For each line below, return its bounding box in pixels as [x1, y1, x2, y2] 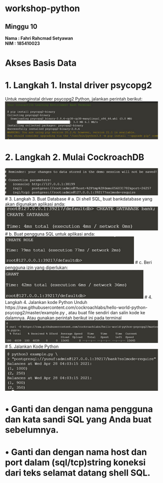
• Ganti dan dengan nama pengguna [5, 403, 153, 415]
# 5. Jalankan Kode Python [5, 343, 59, 349]
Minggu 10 [5, 22, 38, 31]
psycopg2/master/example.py [5, 310, 65, 316]
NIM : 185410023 [5, 40, 40, 46]
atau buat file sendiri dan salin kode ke [68, 310, 146, 316]
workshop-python [5, 3, 80, 14]
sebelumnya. [5, 424, 59, 435]
